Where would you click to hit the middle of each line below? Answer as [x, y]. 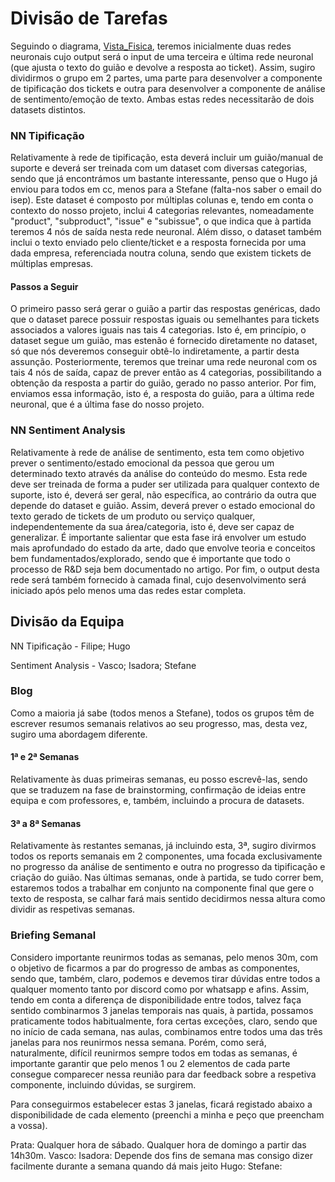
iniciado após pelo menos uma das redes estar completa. [128, 590]
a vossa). [29, 1125]
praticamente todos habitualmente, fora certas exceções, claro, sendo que [164, 1021]
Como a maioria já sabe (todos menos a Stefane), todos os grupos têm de [162, 713]
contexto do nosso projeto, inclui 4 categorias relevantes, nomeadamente [162, 211]
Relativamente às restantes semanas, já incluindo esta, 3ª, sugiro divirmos [163, 846]
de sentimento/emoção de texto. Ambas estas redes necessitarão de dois [162, 99]
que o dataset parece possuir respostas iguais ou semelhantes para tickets [165, 319]
